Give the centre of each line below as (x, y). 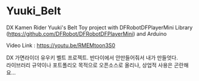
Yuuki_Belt (34, 11)
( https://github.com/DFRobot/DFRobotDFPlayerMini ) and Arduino (86, 33)
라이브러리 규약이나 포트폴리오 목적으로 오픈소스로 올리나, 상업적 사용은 (89, 65)
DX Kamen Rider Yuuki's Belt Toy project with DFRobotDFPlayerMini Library (99, 27)
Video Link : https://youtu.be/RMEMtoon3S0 (61, 45)
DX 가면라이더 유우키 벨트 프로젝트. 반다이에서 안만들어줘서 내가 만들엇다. (92, 57)
